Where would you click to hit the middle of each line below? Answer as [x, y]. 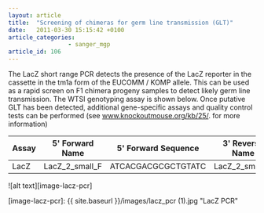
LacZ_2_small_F [73, 166]
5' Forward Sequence [158, 148]
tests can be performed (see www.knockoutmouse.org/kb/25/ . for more [124, 116]
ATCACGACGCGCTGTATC [158, 166]
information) [28, 124]
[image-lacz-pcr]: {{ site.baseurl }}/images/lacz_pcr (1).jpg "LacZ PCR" [123, 201]
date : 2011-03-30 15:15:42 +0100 [66, 30]
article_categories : [42, 37]
